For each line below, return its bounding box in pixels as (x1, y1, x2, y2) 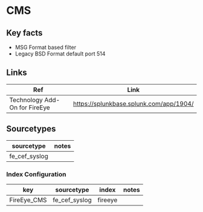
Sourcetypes (6, 124, 56, 134)
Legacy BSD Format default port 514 (14, 50, 106, 57)
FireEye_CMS (9, 196, 47, 204)
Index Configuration (6, 170, 66, 178)
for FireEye (19, 103, 50, 112)
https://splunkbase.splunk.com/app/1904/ (72, 99, 194, 108)
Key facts (6, 28, 43, 38)
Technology (9, 95, 43, 104)
